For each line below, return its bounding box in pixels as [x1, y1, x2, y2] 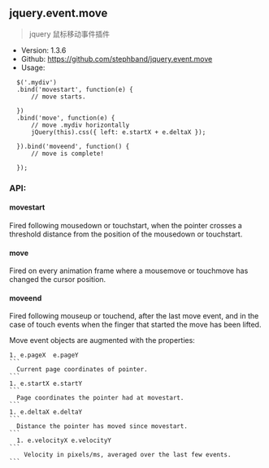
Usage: [20, 63, 46, 72]
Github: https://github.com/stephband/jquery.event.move [20, 54, 213, 63]
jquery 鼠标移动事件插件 [28, 28, 111, 39]
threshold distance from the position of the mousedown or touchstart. [9, 229, 243, 239]
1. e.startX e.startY [9, 379, 83, 388]
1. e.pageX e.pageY [9, 351, 80, 360]
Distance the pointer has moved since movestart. [16, 422, 188, 431]
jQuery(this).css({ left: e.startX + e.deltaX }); [30, 128, 206, 136]
